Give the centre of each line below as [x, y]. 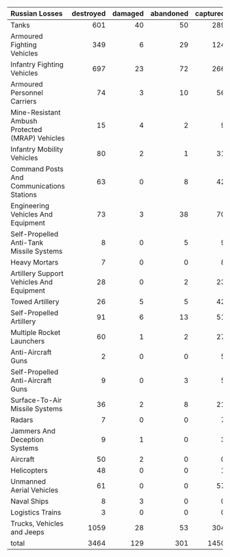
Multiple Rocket [36, 333]
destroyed [89, 13]
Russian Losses [37, 13]
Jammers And [33, 431]
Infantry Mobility [37, 149]
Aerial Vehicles [35, 490]
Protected [26, 129]
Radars [22, 420]
